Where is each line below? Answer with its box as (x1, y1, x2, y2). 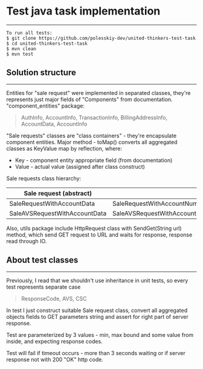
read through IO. (6, 237, 47, 244)
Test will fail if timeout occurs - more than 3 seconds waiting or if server (6, 349, 185, 356)
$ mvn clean (6, 45, 36, 52)
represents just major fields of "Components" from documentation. (6, 96, 173, 103)
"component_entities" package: (6, 102, 85, 109)
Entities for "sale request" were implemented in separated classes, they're (6, 89, 192, 96)
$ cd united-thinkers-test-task (6, 41, 88, 47)
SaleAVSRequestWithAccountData (9, 209, 107, 217)
